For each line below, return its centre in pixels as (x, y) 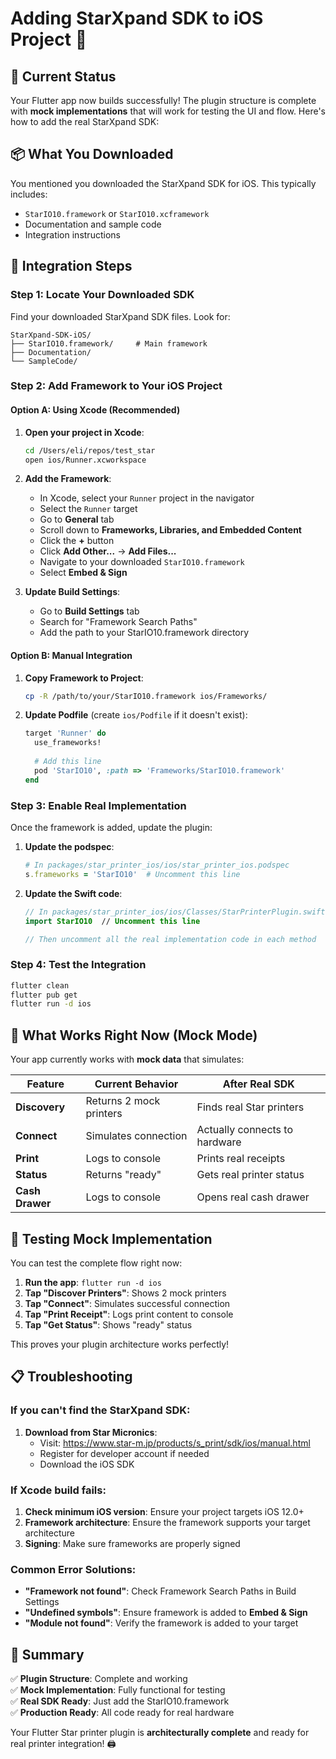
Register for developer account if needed (124, 1453)
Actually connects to (245, 1130)
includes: (29, 194)
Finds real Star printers (250, 1107)
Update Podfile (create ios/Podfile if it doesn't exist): (136, 715)
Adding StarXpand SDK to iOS (137, 18)
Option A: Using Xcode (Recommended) (95, 410)
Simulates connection (136, 1136)
